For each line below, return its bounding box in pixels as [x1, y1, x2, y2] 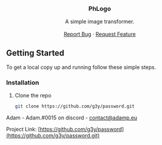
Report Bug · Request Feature [63, 31, 136, 38]
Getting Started [6, 48, 65, 58]
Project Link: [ [6, 126, 40, 133]
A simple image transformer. [65, 18, 135, 25]
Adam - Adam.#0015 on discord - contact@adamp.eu [6, 114, 138, 121]
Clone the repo [14, 92, 52, 99]
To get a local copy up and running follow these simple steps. [6, 64, 156, 71]
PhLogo [88, 4, 112, 12]
